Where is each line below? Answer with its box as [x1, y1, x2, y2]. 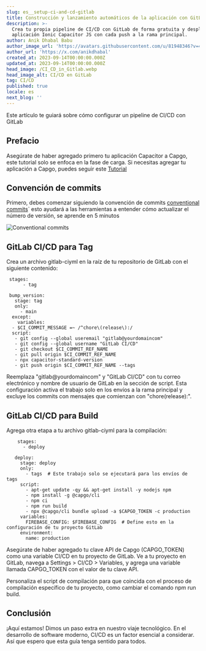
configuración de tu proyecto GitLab [6, 525, 103, 531]
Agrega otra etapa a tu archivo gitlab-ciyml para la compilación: [6, 427, 167, 434]
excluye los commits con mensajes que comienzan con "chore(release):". [6, 393, 192, 400]
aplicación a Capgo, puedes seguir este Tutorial [6, 165, 127, 172]
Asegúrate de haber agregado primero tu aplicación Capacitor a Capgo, [6, 152, 188, 160]
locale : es [6, 89, 34, 95]
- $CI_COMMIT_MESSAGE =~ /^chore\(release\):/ [12, 325, 133, 331]
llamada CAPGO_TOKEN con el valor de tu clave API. [6, 566, 139, 572]
